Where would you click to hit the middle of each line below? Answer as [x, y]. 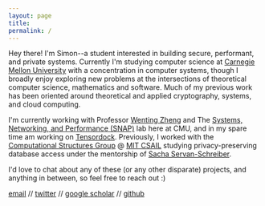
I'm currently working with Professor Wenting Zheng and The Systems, [126, 120]
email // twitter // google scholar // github [76, 194]
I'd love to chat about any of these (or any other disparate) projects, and [127, 170]
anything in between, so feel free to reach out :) [87, 178]
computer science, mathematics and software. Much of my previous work [130, 87]
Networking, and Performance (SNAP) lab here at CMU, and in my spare [128, 128]
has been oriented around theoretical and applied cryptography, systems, [130, 96]
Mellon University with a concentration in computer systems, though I [123, 71]
